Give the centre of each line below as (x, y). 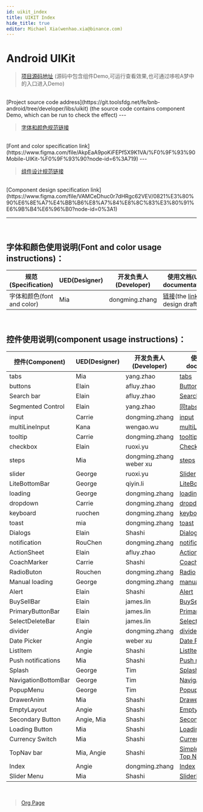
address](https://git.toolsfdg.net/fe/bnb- (110, 102)
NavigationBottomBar (40, 680)
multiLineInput (30, 427)
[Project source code (32, 102)
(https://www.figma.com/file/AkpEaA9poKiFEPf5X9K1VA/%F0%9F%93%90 (101, 152)
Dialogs (20, 533)
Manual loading (31, 582)
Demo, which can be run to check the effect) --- (66, 115)
